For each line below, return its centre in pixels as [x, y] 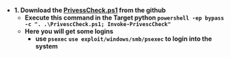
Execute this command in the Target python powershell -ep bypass [124, 18]
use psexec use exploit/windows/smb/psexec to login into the [124, 39]
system [46, 46]
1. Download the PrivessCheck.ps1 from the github [90, 10]
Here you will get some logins [69, 31]
